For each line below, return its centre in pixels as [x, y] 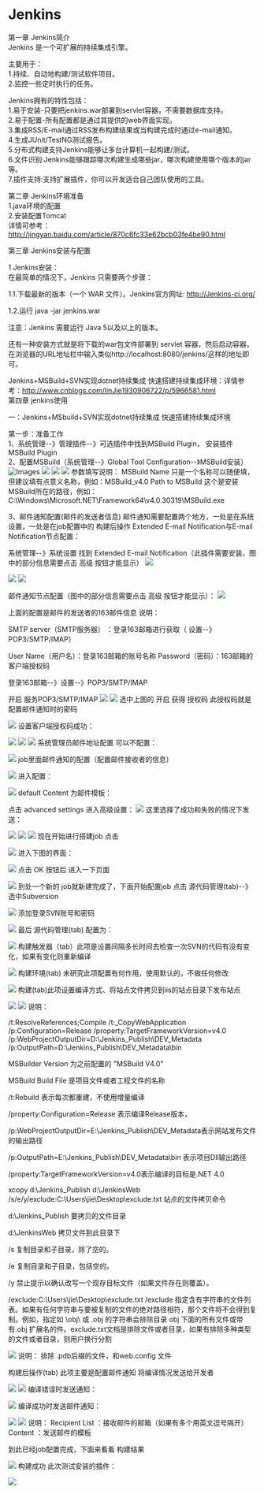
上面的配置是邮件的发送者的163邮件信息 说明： [84, 612]
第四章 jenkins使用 [38, 400]
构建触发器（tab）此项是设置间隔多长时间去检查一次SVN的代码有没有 [130, 946]
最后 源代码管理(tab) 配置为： [66, 929]
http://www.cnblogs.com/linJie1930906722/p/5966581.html [119, 390]
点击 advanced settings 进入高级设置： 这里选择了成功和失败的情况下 [125, 809]
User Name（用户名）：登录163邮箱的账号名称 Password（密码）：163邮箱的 [131, 656]
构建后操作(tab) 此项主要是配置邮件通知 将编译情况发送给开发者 [111, 1372]
